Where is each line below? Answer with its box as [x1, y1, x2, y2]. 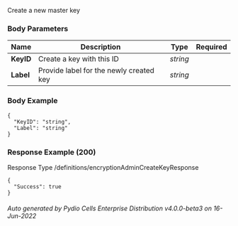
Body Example [7, 96, 58, 106]
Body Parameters [7, 23, 69, 33]
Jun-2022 [7, 212, 37, 220]
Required [195, 42, 227, 52]
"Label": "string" [13, 124, 69, 131]
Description [80, 42, 121, 52]
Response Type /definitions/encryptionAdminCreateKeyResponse [7, 163, 199, 171]
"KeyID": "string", [13, 118, 72, 125]
